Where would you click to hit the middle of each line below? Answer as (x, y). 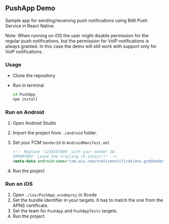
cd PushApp (24, 95)
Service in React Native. (30, 26)
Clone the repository (34, 76)
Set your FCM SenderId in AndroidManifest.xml (61, 142)
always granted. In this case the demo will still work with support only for (81, 46)
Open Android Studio (34, 123)
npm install (25, 99)
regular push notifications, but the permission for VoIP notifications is (77, 41)
